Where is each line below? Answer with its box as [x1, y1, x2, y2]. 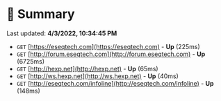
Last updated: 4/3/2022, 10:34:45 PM [6, 29, 117, 37]
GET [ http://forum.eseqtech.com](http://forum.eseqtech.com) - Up [16, 50, 206, 58]
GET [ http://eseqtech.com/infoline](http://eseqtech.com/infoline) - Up [16, 79, 214, 87]
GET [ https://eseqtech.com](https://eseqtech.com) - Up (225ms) [16, 42, 201, 50]
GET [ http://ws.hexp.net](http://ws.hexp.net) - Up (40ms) [16, 72, 179, 80]
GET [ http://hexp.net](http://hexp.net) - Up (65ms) [16, 64, 158, 73]
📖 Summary [6, 6, 75, 22]
